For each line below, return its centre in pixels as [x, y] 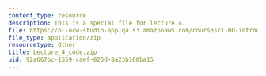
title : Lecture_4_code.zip [53, 52]
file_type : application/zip [55, 38]
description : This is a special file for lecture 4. [97, 23]
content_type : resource [47, 15]
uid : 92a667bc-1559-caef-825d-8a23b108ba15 [81, 60]
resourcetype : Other [42, 45]
